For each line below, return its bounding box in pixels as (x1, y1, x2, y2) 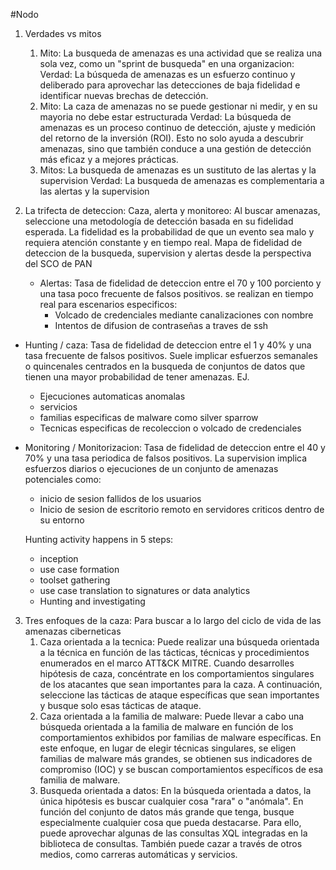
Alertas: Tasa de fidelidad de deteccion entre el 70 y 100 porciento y (39, 277, 322, 289)
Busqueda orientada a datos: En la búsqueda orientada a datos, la (39, 785, 312, 796)
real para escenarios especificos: (39, 299, 178, 310)
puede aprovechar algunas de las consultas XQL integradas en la (39, 827, 308, 839)
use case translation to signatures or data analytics (39, 585, 251, 596)
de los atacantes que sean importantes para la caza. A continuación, (39, 679, 323, 690)
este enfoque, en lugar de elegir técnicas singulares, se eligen (39, 742, 297, 754)
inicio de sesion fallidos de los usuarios (39, 493, 202, 504)
